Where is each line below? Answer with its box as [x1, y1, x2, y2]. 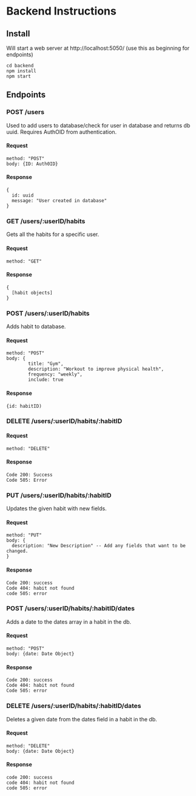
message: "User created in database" [12, 198, 107, 204]
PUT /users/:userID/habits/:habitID [6, 491, 112, 499]
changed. [6, 548, 29, 555]
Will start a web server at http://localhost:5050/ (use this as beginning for [6, 44, 190, 52]
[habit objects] [12, 289, 53, 295]
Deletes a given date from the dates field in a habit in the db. [6, 715, 157, 723]
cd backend [6, 62, 34, 69]
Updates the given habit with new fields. [6, 505, 107, 512]
